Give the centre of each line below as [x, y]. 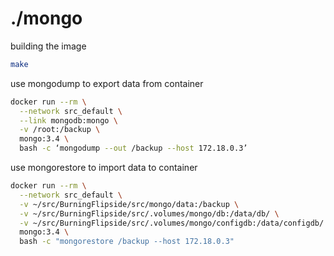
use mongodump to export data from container [107, 83]
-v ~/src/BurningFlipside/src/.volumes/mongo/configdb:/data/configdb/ [172, 223]
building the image [48, 46]
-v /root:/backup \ [60, 130]
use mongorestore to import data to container [104, 168]
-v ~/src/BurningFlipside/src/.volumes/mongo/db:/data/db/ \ [149, 213]
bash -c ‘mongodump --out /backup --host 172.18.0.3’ [133, 148]
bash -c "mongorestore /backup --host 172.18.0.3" [127, 242]
